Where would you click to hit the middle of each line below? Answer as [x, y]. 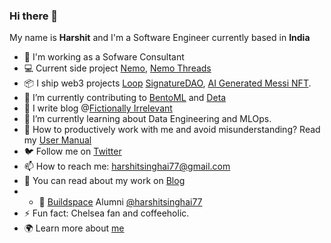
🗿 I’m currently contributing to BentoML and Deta [125, 98]
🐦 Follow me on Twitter [72, 151]
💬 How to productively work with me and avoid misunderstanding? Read [172, 130]
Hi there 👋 [34, 16]
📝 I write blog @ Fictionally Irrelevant [98, 108]
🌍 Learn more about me [74, 228]
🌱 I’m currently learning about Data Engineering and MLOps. [147, 119]
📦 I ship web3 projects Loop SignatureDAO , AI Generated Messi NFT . [167, 83]
